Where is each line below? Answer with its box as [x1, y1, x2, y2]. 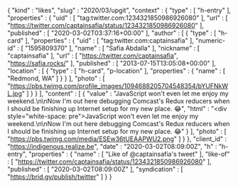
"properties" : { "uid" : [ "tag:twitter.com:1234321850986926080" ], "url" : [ [7, 14, 229, 22]
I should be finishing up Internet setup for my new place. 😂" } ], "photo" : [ [7, 127, 227, 135]
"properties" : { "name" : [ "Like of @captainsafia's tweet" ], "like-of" [28, 150, 230, 158]
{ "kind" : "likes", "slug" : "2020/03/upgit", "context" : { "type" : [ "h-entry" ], [7, 6, 232, 14]
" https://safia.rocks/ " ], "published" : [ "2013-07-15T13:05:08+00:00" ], [7, 59, 217, 67]
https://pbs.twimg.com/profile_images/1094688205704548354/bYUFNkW [10, 82, 229, 90]
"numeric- [195, 36, 226, 45]
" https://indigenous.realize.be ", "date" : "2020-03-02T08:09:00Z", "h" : [7, 142, 217, 150]
